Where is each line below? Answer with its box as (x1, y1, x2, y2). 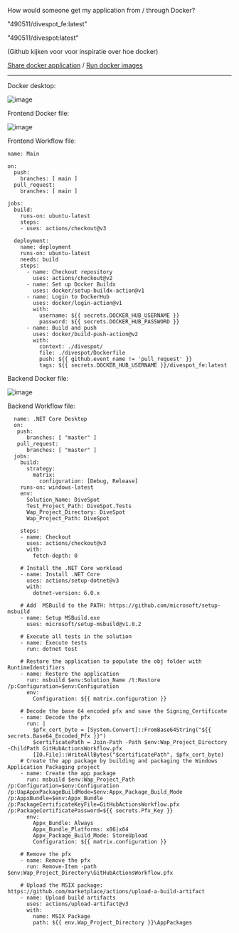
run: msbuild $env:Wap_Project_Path (26, 776, 135, 783)
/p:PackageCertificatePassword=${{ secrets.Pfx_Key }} (7, 807, 174, 814)
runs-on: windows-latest (20, 484, 94, 491)
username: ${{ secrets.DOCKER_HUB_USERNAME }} (38, 312, 180, 319)
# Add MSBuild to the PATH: (20, 602, 107, 609)
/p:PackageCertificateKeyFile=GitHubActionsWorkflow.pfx (7, 801, 180, 808)
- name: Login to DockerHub (26, 293, 110, 301)
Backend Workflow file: (7, 401, 76, 410)
